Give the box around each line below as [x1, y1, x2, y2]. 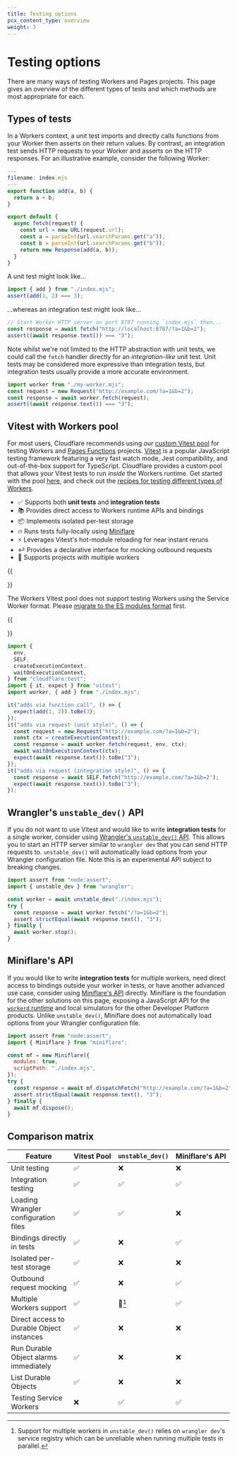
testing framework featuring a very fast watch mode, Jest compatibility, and [7, 454, 228, 463]
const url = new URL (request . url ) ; [20, 227, 125, 234]
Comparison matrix [7, 1130, 94, 1142]
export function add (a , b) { [7, 187, 93, 194]
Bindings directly [11, 1233, 67, 1243]
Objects [11, 1381, 37, 1391]
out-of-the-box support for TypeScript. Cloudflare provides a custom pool [7, 462, 222, 470]
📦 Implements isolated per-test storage [17, 517, 134, 525]
